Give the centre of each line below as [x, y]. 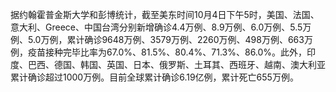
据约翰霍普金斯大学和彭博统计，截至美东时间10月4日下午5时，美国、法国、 [165, 14]
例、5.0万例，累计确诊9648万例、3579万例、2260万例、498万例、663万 [161, 39]
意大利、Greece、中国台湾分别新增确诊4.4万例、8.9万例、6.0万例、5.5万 [161, 27]
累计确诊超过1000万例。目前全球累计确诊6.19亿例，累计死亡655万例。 [154, 77]
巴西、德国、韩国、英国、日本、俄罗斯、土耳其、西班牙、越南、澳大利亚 [176, 64]
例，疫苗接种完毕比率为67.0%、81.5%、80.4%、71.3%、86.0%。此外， [159, 52]
